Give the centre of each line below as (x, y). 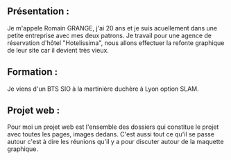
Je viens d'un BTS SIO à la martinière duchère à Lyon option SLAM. (103, 89)
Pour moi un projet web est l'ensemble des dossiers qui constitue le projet (113, 127)
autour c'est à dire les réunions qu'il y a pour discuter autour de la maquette (115, 142)
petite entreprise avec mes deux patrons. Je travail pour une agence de (110, 35)
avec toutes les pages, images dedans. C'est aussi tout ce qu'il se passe (111, 134)
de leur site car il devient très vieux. (58, 50)
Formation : (32, 72)
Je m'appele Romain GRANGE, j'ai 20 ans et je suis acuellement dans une (112, 28)
